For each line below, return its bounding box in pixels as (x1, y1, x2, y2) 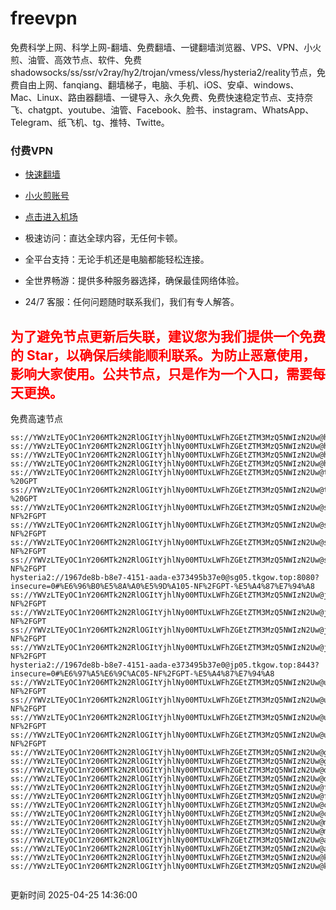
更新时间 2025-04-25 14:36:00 (10, 889, 138, 901)
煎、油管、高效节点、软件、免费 (10, 53, 142, 66)
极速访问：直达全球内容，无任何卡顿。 (24, 232, 183, 244)
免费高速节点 (10, 413, 63, 425)
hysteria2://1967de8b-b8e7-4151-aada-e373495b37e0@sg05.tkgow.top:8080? (10, 573, 320, 583)
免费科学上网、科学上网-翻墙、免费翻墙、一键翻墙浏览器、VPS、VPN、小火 (10, 41, 322, 53)
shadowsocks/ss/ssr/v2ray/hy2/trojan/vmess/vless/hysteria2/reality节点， (10, 66, 317, 78)
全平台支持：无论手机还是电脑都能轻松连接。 (24, 253, 210, 266)
